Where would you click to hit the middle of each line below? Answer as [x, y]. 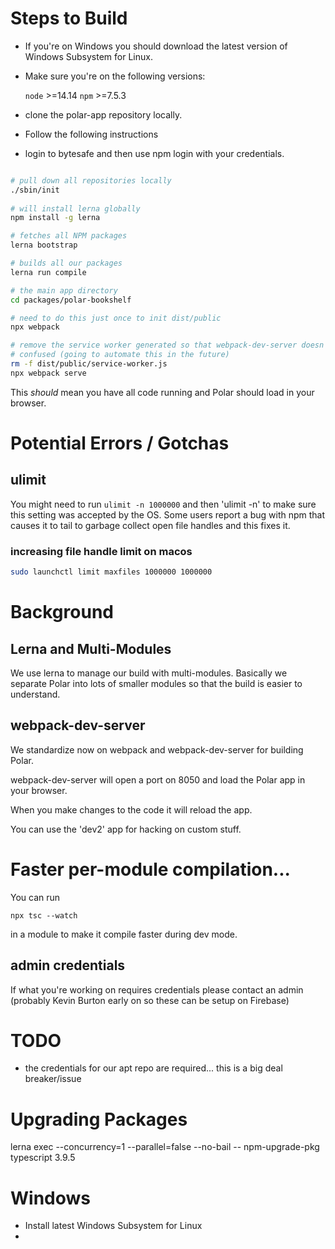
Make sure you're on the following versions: [115, 76]
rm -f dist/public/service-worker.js [89, 364]
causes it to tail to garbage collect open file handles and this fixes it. [150, 525]
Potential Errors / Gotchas [120, 443]
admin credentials [68, 965]
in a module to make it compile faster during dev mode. [124, 934]
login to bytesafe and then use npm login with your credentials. [154, 153]
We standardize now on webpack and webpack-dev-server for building [157, 749]
